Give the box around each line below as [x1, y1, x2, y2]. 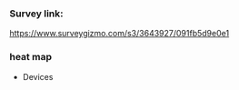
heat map [9, 51, 53, 64]
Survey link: [9, 7, 64, 20]
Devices [22, 71, 54, 82]
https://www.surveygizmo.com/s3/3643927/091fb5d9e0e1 [9, 28, 230, 39]
